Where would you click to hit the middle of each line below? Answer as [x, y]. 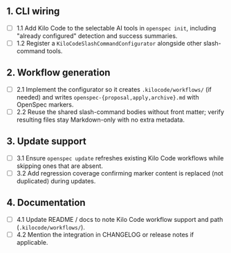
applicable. [32, 242]
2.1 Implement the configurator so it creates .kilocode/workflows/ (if [114, 89]
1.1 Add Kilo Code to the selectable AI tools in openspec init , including [116, 28]
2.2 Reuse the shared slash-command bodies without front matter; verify [120, 112]
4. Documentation [46, 203]
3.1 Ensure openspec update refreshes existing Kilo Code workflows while [120, 158]
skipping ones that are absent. [59, 166]
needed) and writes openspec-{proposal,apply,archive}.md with [108, 97]
